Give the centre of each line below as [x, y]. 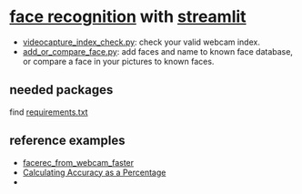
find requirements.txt [49, 112]
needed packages [61, 90]
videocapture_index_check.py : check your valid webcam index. [141, 42]
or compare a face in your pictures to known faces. [118, 61]
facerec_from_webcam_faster [78, 162]
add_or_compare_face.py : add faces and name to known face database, [158, 51]
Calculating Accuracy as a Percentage [94, 172]
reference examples [67, 141]
